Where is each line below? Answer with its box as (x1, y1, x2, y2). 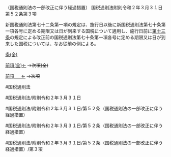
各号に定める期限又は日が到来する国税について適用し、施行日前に (14, 28, 153, 34)
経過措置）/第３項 (5, 146, 43, 152)
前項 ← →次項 (5, 73, 40, 79)
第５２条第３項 (5, 11, 37, 17)
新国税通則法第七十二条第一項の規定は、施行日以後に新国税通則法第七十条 (5, 22, 161, 27)
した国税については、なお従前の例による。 (9, 41, 99, 47)
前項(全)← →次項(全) (5, 62, 49, 68)
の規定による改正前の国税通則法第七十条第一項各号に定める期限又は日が (10, 35, 161, 40)
